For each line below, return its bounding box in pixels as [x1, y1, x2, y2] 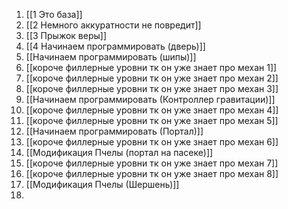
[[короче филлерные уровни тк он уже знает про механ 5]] [25, 115, 279, 126]
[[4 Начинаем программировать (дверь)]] [25, 40, 206, 52]
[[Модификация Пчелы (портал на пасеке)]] [25, 147, 214, 158]
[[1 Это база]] [25, 9, 83, 20]
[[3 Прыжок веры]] [25, 30, 107, 41]
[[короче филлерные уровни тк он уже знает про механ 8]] [25, 168, 279, 179]
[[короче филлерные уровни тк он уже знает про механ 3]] [25, 83, 279, 94]
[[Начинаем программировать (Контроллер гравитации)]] [25, 94, 276, 105]
